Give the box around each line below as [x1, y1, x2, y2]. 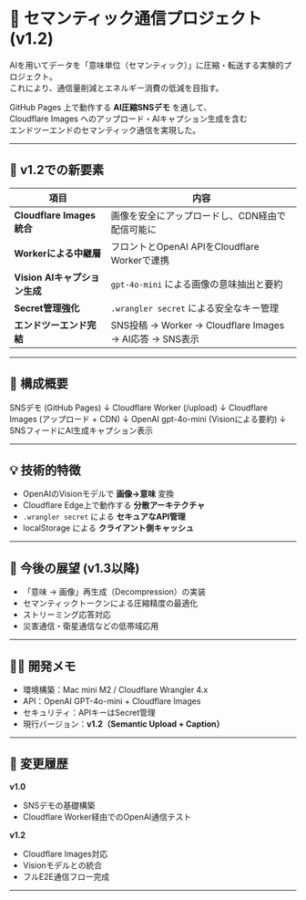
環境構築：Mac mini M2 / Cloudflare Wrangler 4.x [22, 685, 209, 695]
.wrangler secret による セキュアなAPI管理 [22, 512, 186, 522]
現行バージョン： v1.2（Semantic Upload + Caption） [22, 719, 225, 729]
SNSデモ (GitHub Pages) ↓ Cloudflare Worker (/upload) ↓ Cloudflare [9, 402, 269, 413]
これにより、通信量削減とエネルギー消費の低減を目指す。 [9, 82, 224, 93]
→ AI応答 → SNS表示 [110, 332, 200, 345]
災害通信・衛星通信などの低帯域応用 [22, 621, 159, 632]
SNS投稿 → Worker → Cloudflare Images [110, 318, 285, 331]
